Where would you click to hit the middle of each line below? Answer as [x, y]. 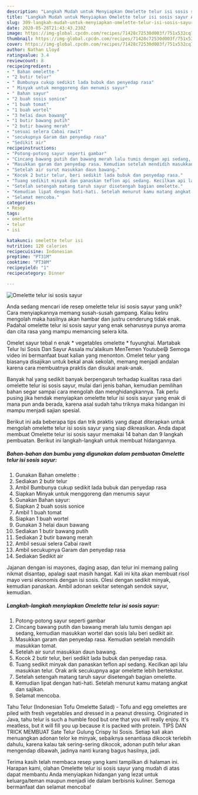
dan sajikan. [30, 689]
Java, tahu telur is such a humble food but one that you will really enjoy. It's [98, 719]
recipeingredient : [29, 66]
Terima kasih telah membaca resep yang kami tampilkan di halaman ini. [93, 762]
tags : [13, 214]
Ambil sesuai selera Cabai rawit [53, 543]
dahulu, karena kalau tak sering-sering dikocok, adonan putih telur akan [94, 744]
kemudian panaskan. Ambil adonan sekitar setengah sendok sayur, [88, 586]
